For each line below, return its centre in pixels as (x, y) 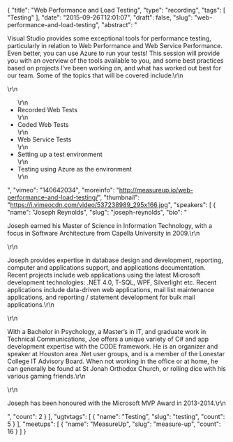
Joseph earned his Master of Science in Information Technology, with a (110, 226)
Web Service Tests (44, 139)
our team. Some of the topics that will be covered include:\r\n (95, 75)
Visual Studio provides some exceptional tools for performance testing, (109, 38)
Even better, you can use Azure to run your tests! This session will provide (114, 53)
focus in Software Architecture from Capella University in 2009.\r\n (104, 233)
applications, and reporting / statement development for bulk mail (101, 297)
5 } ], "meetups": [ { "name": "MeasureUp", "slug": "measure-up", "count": (114, 424)
